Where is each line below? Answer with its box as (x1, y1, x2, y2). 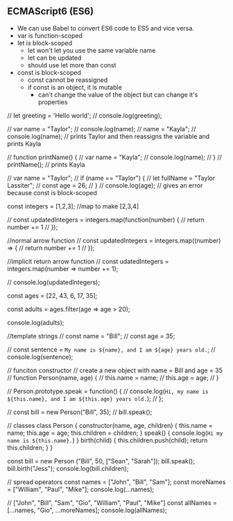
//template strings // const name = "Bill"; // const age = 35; (7, 331, 175, 340)
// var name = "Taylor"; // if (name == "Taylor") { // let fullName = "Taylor (7, 174, 216, 182)
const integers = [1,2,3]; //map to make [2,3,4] (7, 201, 139, 210)
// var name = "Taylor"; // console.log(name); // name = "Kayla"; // (7, 124, 196, 133)
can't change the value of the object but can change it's (37, 90, 198, 99)
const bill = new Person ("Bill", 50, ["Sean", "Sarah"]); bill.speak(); (7, 456, 196, 465)
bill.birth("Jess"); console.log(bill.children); (7, 464, 129, 472)
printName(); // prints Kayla (7, 160, 85, 169)
